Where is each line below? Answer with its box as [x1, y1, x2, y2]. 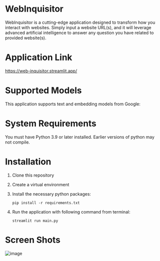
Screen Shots [5, 234, 61, 245]
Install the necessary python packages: [12, 191, 91, 197]
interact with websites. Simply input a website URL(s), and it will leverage [5, 24, 152, 30]
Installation [5, 156, 52, 167]
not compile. [5, 139, 30, 145]
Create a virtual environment [12, 181, 70, 187]
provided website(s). [5, 35, 47, 41]
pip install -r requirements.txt [12, 200, 80, 205]
